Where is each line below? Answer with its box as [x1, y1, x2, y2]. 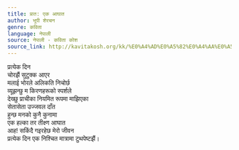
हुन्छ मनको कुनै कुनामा [7, 110, 58, 119]
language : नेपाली [7, 30, 51, 37]
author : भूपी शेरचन [7, 17, 55, 24]
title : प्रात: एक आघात [7, 10, 65, 18]
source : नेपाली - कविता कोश [7, 37, 78, 44]
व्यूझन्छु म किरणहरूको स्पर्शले [7, 86, 73, 95]
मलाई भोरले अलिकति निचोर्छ [7, 79, 70, 87]
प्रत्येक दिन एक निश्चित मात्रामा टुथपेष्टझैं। [7, 134, 100, 142]
